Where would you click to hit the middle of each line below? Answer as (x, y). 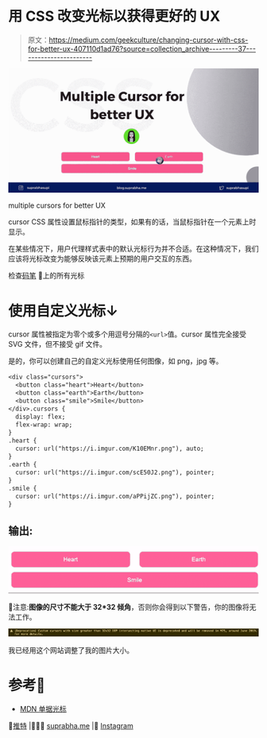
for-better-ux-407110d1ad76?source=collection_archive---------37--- (142, 49)
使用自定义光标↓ (64, 311)
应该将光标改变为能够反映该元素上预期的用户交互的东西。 (102, 258)
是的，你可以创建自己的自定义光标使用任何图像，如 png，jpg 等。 (116, 361)
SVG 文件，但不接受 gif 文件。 (58, 344)
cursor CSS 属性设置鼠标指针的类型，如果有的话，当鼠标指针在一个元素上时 (132, 222)
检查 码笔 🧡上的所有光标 (46, 276)
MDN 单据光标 (43, 709)
